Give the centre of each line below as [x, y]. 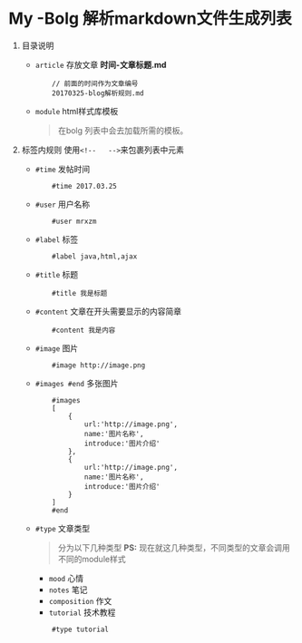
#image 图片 [57, 348]
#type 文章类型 [63, 528]
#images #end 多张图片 [77, 383]
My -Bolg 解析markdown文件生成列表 [150, 19]
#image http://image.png [99, 365]
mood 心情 [66, 578]
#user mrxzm [74, 221]
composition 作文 [80, 600]
